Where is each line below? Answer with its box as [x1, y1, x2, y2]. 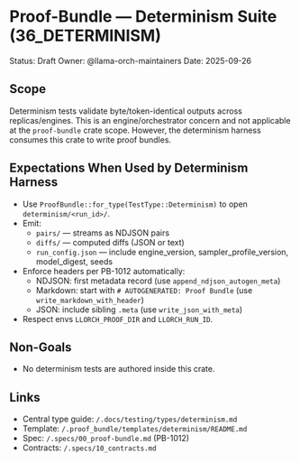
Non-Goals [9, 339, 72, 355]
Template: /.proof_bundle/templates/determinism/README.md [22, 423, 248, 434]
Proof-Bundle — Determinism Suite [9, 6, 277, 27]
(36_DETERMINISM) [9, 25, 162, 46]
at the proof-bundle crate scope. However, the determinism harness [9, 125, 261, 135]
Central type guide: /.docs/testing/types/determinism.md [22, 413, 238, 425]
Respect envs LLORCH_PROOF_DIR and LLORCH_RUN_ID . [22, 313, 214, 324]
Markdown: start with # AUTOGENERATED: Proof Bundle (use [35, 284, 253, 295]
